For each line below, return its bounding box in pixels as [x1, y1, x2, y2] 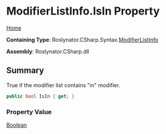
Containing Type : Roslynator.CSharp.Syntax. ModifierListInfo [6, 36, 159, 43]
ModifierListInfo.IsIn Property [6, 4, 160, 18]
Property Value [6, 107, 52, 116]
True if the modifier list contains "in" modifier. [6, 81, 120, 89]
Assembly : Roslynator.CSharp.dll [6, 47, 89, 55]
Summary [6, 65, 44, 76]
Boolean [6, 121, 27, 129]
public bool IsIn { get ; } [6, 93, 75, 99]
